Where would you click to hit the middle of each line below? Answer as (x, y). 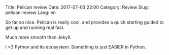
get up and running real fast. (35, 27)
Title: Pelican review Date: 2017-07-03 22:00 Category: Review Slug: (77, 7)
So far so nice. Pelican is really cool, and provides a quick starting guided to (84, 22)
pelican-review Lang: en (30, 12)
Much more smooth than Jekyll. (38, 37)
